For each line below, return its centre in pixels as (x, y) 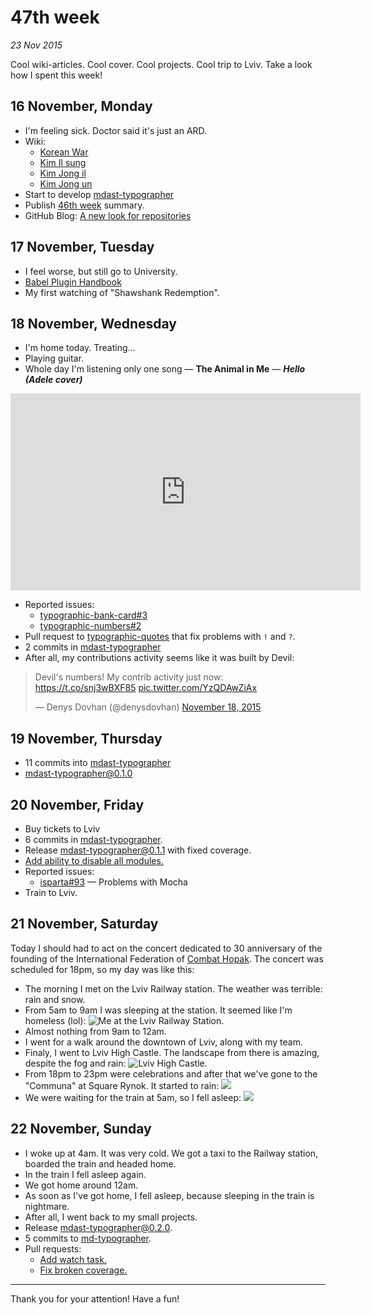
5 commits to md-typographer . (88, 1238)
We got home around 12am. (81, 1185)
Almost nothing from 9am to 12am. (95, 1031)
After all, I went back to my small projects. (111, 1217)
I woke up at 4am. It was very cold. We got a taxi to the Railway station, (171, 1153)
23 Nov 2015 (36, 45)
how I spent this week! (56, 75)
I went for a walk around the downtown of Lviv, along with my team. (163, 1042)
